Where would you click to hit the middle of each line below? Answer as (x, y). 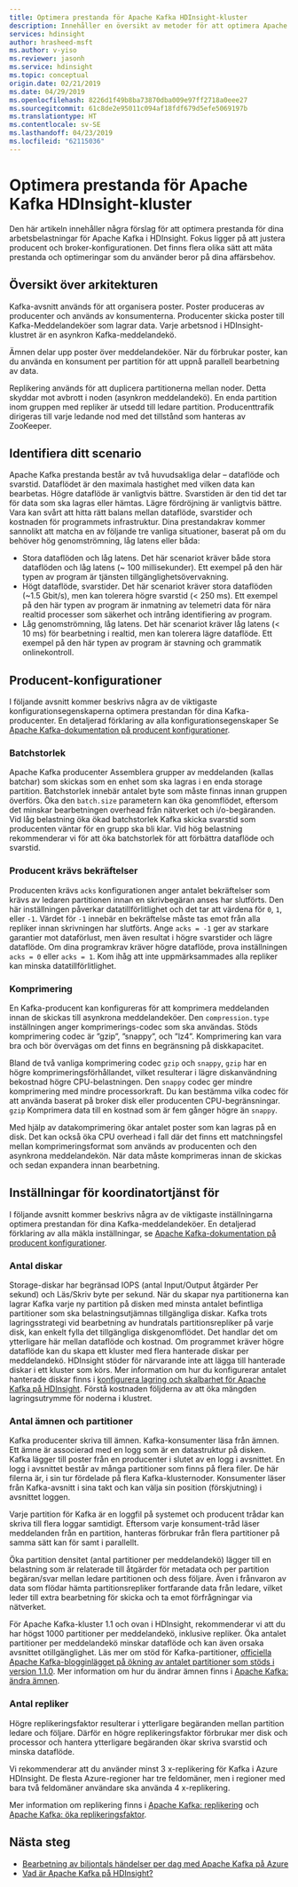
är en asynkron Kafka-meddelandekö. (108, 335)
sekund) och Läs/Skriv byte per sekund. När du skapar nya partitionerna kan (149, 1295)
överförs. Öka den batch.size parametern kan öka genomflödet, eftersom (144, 801)
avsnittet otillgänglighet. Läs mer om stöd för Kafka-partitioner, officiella (141, 1653)
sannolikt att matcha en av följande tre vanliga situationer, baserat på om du (148, 531)
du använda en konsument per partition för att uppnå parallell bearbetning (145, 361)
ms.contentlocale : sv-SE (55, 125)
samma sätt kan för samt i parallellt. (74, 1542)
